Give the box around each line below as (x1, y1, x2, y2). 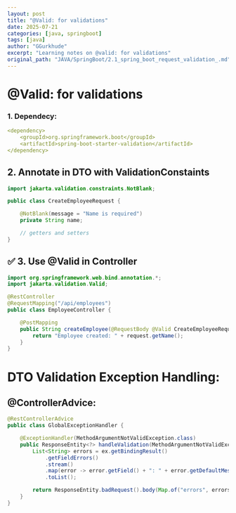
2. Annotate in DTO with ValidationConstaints (7, 167, 210, 178)
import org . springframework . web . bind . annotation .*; (7, 274, 162, 281)
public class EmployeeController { (7, 306, 112, 313)
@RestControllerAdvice (7, 415, 74, 422)
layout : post (7, 10, 46, 18)
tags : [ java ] (7, 37, 46, 44)
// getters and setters (20, 230, 90, 237)
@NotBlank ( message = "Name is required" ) (20, 210, 143, 218)
